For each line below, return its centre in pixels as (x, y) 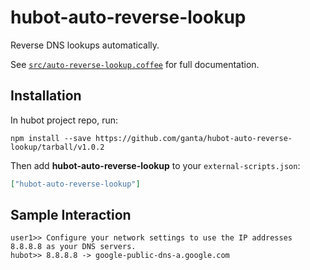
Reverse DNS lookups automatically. (85, 45)
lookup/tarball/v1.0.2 (57, 147)
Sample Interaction (71, 215)
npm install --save (51, 138)
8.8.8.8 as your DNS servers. (73, 247)
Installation (46, 96)
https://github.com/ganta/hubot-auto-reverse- (194, 138)
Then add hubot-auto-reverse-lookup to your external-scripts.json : (155, 165)
